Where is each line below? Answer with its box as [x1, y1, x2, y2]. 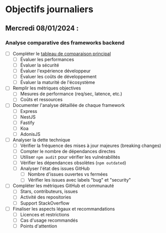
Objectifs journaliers [5, 4, 94, 15]
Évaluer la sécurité [20, 62, 59, 68]
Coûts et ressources [20, 97, 63, 103]
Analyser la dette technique [12, 136, 71, 143]
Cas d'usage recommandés [20, 217, 78, 223]
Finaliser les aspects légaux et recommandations [12, 206, 115, 212]
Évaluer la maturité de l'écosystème [20, 79, 95, 85]
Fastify [20, 120, 35, 126]
